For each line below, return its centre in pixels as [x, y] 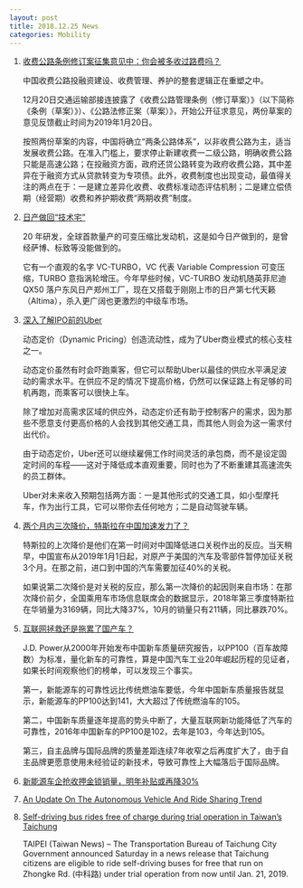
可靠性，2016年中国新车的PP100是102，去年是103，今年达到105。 [146, 732]
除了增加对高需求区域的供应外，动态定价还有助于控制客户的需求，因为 [153, 411]
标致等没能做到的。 [90, 248]
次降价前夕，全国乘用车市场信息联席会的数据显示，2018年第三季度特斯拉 [158, 599]
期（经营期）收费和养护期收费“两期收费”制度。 [109, 198]
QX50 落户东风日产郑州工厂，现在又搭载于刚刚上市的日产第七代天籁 [149, 289]
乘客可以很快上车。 [98, 392]
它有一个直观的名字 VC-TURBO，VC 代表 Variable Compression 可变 [150, 267]
